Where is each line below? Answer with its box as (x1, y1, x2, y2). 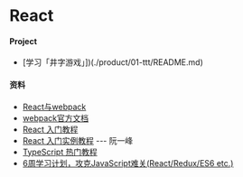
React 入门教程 (22, 124, 79, 135)
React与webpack (22, 101, 87, 112)
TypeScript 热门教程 (22, 146, 98, 157)
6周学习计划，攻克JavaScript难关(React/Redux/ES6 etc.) (22, 157, 234, 168)
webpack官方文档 (22, 112, 89, 123)
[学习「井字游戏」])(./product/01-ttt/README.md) (22, 57, 203, 68)
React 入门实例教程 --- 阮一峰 (22, 135, 134, 145)
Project (9, 35, 38, 46)
